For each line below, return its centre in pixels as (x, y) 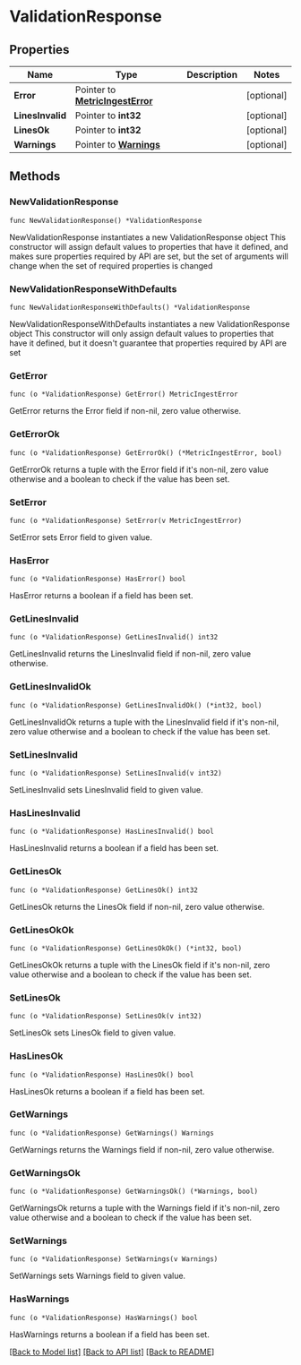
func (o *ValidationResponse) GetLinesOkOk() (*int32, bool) (126, 948)
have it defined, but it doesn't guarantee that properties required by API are (148, 343)
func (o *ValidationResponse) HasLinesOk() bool (102, 1075)
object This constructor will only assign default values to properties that (142, 333)
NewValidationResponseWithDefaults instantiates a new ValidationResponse (150, 323)
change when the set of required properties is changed (111, 265)
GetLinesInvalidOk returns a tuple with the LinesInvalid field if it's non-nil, (144, 722)
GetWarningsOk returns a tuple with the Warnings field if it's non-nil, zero (145, 1208)
